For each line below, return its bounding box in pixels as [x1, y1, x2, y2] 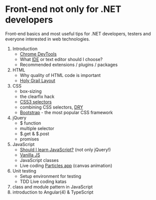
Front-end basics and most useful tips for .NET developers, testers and [5, 30, 151, 36]
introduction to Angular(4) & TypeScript [12, 189, 94, 195]
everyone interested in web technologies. [5, 36, 90, 42]
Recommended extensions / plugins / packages [19, 61, 118, 67]
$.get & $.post [19, 130, 49, 136]
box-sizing [19, 88, 42, 94]
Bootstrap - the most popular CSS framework [19, 109, 113, 115]
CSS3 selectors [19, 98, 52, 104]
